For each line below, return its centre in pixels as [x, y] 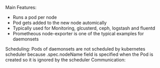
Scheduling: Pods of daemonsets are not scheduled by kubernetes [75, 49]
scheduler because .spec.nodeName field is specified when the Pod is [79, 54]
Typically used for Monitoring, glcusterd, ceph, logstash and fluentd [84, 28]
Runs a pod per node [35, 17]
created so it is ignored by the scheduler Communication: [65, 60]
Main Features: [21, 7]
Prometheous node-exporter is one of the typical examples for [78, 33]
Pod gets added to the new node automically [60, 23]
